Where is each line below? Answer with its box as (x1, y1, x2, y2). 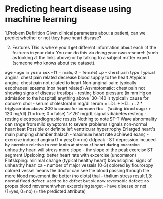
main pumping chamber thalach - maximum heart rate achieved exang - (5, 131, 149, 137)
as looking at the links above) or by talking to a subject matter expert (12, 54, 150, 60)
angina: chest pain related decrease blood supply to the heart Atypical (5, 74, 146, 80)
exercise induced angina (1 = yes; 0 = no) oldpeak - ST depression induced (5, 136, 156, 142)
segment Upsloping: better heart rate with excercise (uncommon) (5, 152, 136, 158)
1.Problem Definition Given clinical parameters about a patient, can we (5, 30, 145, 36)
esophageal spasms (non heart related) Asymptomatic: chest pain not (5, 85, 145, 90)
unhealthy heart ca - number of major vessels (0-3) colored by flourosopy (5, 162, 154, 168)
